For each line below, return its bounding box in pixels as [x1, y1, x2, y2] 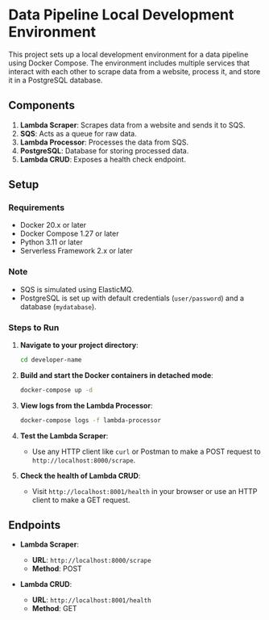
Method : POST [31, 563, 82, 574]
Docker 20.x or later [19, 220, 87, 230]
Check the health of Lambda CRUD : [19, 471, 141, 480]
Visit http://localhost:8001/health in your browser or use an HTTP [31, 486, 258, 496]
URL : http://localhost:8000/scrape [31, 555, 151, 565]
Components [8, 98, 75, 112]
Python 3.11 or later [19, 237, 83, 247]
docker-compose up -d [19, 386, 93, 394]
